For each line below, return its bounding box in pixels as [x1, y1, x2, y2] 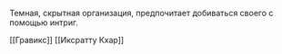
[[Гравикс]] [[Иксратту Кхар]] [9, 35, 125, 45]
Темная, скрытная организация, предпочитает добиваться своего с [9, 8, 274, 18]
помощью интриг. [9, 17, 79, 28]
